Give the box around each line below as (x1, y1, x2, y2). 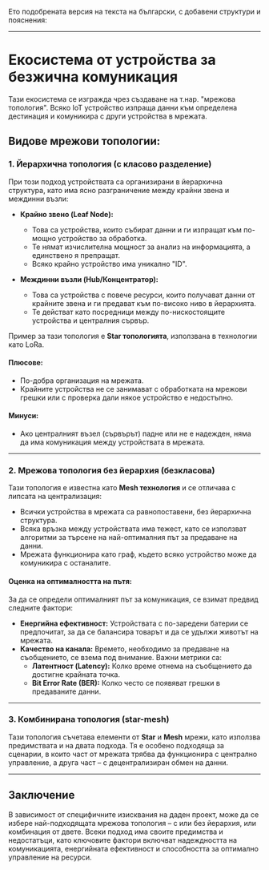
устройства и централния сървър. (31, 316, 150, 325)
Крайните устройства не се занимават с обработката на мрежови (19, 384, 247, 393)
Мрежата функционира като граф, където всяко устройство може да (19, 550, 258, 559)
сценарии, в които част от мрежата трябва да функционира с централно (8, 749, 258, 759)
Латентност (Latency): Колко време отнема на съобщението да (31, 661, 252, 671)
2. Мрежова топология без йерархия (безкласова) (8, 465, 215, 476)
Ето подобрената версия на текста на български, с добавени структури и (8, 7, 261, 16)
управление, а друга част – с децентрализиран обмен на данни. (8, 757, 228, 767)
